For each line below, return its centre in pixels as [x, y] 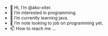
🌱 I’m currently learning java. [39, 18]
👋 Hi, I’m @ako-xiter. [31, 8]
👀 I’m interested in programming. [43, 13]
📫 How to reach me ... [33, 28]
